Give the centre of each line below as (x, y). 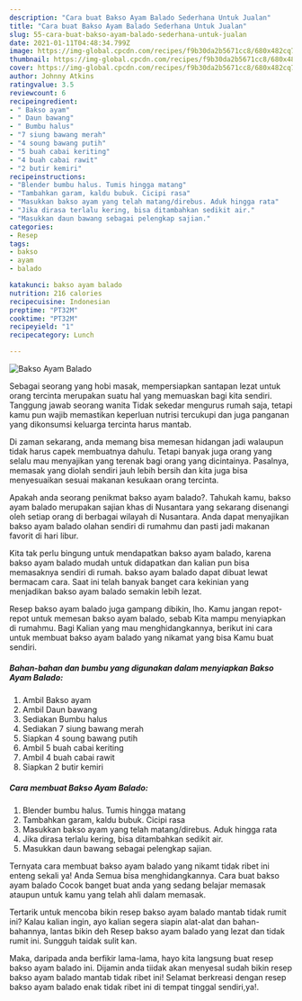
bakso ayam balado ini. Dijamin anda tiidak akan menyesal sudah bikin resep (151, 968)
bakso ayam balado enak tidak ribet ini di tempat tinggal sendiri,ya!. (134, 987)
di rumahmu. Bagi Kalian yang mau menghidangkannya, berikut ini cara (141, 628)
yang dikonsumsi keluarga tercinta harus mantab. (100, 424)
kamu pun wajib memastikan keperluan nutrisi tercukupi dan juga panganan (149, 415)
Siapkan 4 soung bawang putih (80, 738)
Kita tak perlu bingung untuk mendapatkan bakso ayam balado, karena (140, 553)
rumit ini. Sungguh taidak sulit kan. (73, 941)
